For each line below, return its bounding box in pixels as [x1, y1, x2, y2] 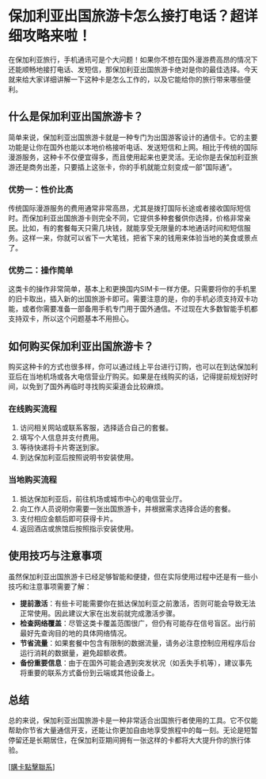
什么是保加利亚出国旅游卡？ [8, 110, 144, 124]
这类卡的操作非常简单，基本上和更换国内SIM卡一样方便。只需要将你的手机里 [8, 284, 257, 294]
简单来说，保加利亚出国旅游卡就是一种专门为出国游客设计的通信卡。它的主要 [8, 132, 258, 142]
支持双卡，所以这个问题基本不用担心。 [8, 314, 133, 323]
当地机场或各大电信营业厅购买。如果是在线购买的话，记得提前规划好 [28, 372, 251, 381]
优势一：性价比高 [8, 184, 74, 195]
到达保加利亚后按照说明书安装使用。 [19, 453, 139, 462]
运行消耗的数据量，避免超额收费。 [19, 647, 131, 658]
